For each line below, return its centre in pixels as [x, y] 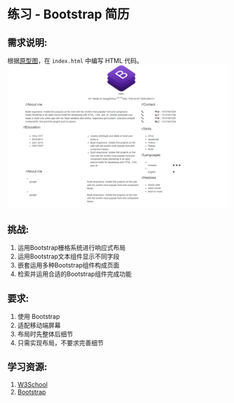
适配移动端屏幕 [39, 325]
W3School [32, 384]
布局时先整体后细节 [45, 333]
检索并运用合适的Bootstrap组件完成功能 [74, 274]
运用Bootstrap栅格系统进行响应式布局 [71, 248]
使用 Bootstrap [39, 316]
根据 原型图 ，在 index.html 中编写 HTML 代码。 [75, 61]
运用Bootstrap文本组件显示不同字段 [68, 256]
